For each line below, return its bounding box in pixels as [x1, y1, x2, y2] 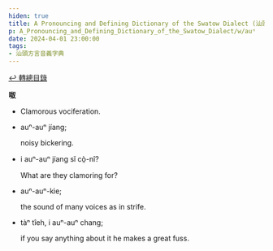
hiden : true [8, 11, 49, 20]
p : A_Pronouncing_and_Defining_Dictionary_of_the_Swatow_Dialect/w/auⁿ [8, 27, 256, 35]
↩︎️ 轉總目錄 [8, 73, 47, 82]
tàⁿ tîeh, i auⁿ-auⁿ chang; [19, 218, 104, 227]
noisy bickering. [19, 138, 75, 147]
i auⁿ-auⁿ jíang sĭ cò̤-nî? [19, 154, 99, 163]
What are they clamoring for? [19, 171, 118, 180]
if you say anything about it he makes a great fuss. [19, 233, 189, 243]
